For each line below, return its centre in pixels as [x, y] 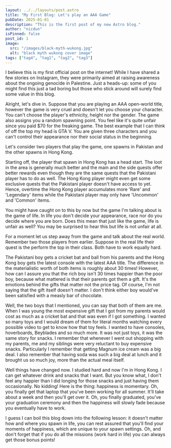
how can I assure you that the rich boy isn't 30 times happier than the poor [84, 274]
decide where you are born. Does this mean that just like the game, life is [82, 221]
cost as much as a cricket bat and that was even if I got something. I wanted [85, 317]
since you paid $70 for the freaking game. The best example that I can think [85, 126]
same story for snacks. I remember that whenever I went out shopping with [84, 338]
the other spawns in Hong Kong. [39, 152]
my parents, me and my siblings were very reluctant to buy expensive [79, 344]
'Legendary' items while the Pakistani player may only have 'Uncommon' [82, 195]
